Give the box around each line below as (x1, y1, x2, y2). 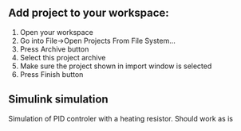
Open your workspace (19, 27, 93, 37)
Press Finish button (19, 69, 84, 79)
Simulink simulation (8, 93, 109, 106)
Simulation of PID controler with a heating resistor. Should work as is (8, 114, 234, 123)
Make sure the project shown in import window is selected (19, 61, 212, 71)
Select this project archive (19, 52, 106, 62)
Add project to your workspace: (8, 6, 169, 20)
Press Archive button (19, 44, 89, 54)
